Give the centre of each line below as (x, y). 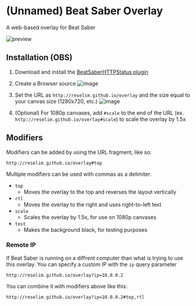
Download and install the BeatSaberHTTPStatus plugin (81, 72)
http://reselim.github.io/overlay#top (54, 163)
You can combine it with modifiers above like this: (67, 286)
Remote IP (21, 245)
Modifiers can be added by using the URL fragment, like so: (79, 152)
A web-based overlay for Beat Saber (51, 27)
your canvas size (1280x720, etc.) (56, 101)
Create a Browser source (45, 83)
